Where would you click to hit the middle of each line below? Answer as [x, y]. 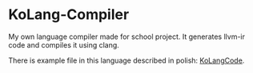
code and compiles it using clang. [64, 44]
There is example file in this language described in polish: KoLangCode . [127, 60]
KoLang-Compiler [69, 15]
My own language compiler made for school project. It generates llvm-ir [127, 36]
